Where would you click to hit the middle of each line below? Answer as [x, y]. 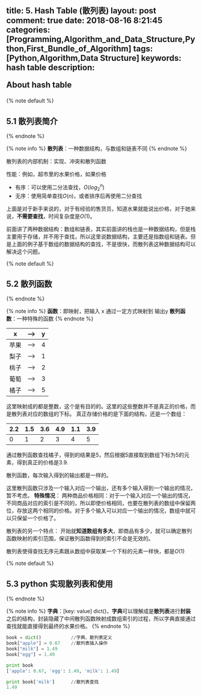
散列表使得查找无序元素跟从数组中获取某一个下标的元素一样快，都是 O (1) [96, 551]
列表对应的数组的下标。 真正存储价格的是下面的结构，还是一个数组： [102, 414]
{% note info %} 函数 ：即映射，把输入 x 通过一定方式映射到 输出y [87, 311]
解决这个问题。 [25, 251]
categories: [28, 30]
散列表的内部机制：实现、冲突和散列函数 [56, 161]
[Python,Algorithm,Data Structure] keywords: [94, 58]
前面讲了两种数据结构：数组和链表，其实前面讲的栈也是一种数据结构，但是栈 [101, 229]
